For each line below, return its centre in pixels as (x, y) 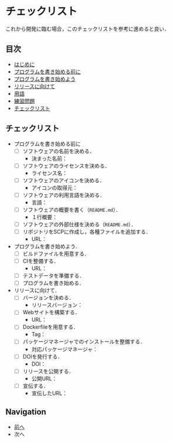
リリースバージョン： (57, 305)
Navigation (26, 412)
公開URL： (44, 379)
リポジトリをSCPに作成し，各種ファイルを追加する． (87, 231)
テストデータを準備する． (54, 276)
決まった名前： (49, 158)
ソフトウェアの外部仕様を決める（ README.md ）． (80, 224)
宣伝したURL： (49, 393)
